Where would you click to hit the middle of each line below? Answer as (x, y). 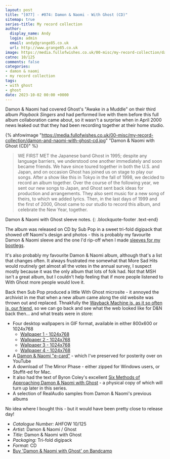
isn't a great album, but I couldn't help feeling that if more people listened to (84, 277)
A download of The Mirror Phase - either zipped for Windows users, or (86, 367)
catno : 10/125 (20, 57)
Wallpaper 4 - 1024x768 (45, 350)
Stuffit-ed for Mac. (32, 372)
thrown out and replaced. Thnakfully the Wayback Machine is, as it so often (84, 303)
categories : (18, 66)
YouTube (22, 361)
